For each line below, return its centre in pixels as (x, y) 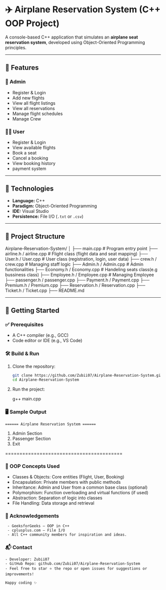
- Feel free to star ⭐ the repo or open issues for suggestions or (76, 569)
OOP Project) (32, 23)
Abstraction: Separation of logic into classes (57, 498)
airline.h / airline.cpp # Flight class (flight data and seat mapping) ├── (77, 254)
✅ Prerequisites (24, 324)
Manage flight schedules (38, 114)
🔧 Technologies (29, 189)
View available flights (34, 147)
